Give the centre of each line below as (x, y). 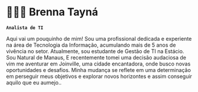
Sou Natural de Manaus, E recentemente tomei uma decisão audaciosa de (96, 57)
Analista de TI (25, 28)
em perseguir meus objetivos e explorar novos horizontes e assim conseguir (99, 76)
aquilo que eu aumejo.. (34, 83)
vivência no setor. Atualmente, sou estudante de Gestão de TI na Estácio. (95, 51)
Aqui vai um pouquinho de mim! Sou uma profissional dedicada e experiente (99, 38)
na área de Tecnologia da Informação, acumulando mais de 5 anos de (91, 45)
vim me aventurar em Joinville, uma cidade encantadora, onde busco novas (98, 64)
